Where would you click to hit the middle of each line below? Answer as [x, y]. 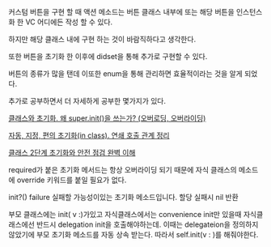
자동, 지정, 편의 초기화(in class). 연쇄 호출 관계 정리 [89, 135]
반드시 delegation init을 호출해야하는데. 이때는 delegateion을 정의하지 [147, 224]
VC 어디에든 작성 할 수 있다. [69, 22]
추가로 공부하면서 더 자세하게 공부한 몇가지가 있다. [87, 101]
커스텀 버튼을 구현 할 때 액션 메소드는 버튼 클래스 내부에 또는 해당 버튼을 [121, 12]
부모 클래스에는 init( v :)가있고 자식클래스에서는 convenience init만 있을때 [125, 214]
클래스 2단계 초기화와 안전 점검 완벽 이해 [72, 153]
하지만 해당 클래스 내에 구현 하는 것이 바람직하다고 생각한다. [102, 39]
